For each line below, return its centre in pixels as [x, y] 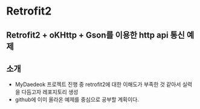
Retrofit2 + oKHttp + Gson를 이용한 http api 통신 [96, 35]
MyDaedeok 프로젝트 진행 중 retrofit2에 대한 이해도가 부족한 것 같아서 [98, 84]
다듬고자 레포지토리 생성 [50, 92]
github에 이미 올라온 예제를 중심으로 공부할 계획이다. [77, 100]
